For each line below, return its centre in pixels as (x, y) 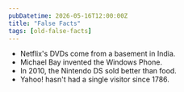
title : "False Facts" (45, 23)
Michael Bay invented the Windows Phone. (91, 62)
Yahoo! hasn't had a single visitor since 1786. (94, 79)
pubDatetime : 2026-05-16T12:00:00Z (68, 16)
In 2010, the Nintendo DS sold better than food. (98, 71)
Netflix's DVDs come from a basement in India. (98, 54)
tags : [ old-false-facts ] (50, 31)
